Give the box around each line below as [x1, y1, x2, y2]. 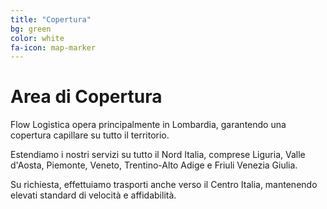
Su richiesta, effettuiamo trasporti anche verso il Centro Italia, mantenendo [10, 179, 318, 191]
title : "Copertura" [10, 14, 92, 25]
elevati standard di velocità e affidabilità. [10, 189, 177, 201]
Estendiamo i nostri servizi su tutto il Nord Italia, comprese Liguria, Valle [10, 149, 306, 161]
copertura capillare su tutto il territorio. [10, 129, 170, 141]
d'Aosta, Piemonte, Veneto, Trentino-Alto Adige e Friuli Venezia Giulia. [10, 159, 298, 171]
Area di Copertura [10, 86, 163, 108]
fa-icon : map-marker [10, 42, 97, 53]
